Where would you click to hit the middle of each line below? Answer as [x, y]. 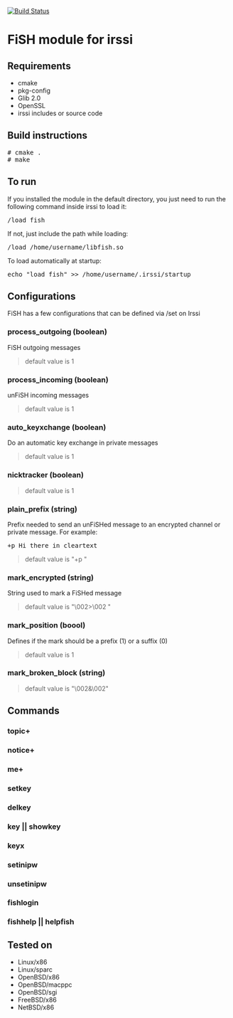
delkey [19, 807]
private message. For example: [53, 532]
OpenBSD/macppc [45, 985]
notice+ [21, 751]
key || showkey [34, 827]
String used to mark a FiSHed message [65, 593]
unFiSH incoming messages [48, 396]
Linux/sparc [35, 970]
